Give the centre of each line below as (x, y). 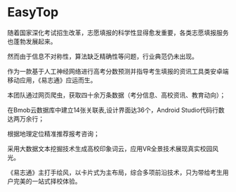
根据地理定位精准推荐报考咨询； (53, 134)
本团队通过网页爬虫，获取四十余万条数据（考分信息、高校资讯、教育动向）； (117, 95)
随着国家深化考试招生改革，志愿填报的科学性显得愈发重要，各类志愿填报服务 (118, 32)
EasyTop (33, 12)
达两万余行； (26, 119)
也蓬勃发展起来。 (32, 41)
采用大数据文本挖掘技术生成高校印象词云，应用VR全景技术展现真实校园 (110, 148)
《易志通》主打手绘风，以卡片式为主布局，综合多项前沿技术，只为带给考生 (115, 172)
